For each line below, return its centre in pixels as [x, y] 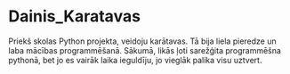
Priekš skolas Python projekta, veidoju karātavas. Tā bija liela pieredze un [142, 41]
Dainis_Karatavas [75, 16]
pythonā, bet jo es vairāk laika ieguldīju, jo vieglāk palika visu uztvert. [135, 60]
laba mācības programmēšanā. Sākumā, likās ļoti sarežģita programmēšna [145, 50]
